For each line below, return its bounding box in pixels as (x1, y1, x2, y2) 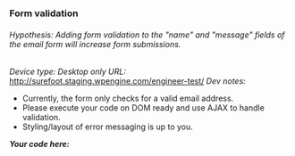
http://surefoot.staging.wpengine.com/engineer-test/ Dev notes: (9, 76, 246, 86)
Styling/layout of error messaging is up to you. (21, 121, 194, 132)
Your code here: (9, 139, 70, 150)
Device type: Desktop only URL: (9, 66, 127, 78)
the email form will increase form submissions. (9, 38, 181, 49)
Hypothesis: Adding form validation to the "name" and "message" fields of (9, 29, 285, 40)
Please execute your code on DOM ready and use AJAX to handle (21, 103, 265, 113)
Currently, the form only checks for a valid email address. (21, 93, 234, 104)
